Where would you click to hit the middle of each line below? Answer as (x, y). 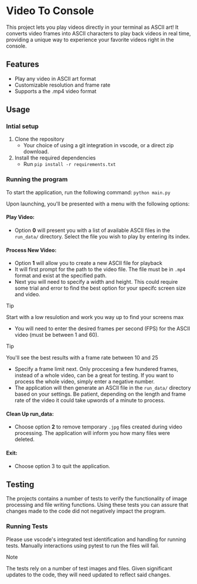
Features (23, 64)
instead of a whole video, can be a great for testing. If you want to (94, 376)
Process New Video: (31, 250)
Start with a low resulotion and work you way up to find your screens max (95, 317)
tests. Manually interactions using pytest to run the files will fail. (83, 545)
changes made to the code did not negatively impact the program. (86, 511)
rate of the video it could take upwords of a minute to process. (90, 400)
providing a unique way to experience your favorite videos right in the (90, 39)
